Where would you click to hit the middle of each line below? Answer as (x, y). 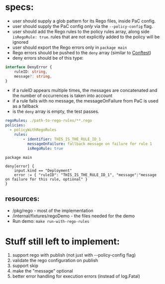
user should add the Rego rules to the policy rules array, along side (81, 31)
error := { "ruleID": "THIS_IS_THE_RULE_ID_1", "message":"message (85, 175)
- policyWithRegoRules (33, 130)
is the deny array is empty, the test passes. (56, 111)
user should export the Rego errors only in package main (70, 47)
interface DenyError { (29, 67)
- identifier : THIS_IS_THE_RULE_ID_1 (62, 139)
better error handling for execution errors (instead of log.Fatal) (76, 276)
